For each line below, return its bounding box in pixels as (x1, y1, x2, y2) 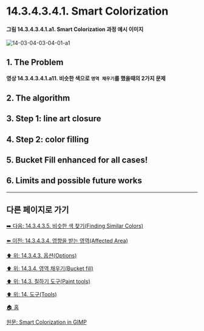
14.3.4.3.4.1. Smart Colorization (6, 4, 169, 18)
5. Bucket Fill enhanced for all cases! (6, 155, 148, 165)
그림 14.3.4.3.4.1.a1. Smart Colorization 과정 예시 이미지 (6, 26, 144, 33)
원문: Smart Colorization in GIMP (6, 318, 87, 326)
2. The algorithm (6, 92, 70, 103)
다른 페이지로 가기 (6, 205, 69, 215)
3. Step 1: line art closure (6, 114, 101, 124)
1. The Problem (6, 57, 64, 68)
